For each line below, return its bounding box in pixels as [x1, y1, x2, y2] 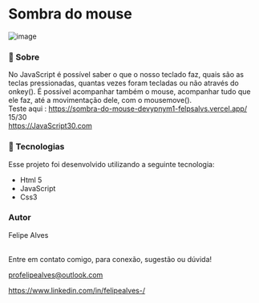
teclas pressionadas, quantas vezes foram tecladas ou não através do [8, 78, 239, 88]
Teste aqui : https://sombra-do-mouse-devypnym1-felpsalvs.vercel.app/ [8, 104, 247, 113]
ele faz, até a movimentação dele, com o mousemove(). [8, 96, 192, 105]
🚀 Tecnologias [8, 141, 65, 153]
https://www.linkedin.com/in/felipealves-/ [8, 285, 146, 295]
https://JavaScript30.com [8, 121, 92, 131]
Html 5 [19, 174, 42, 185]
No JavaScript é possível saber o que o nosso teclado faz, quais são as [8, 70, 245, 80]
